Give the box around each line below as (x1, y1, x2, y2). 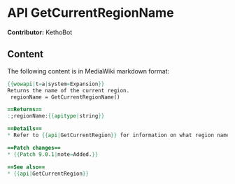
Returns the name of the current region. (7, 87, 130, 94)
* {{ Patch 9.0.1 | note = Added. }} (7, 150, 99, 158)
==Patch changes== (7, 144, 61, 151)
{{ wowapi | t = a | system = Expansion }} (7, 80, 105, 87)
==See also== (7, 163, 45, 171)
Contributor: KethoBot (7, 28, 73, 36)
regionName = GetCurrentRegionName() (10, 93, 120, 101)
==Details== (7, 125, 42, 132)
